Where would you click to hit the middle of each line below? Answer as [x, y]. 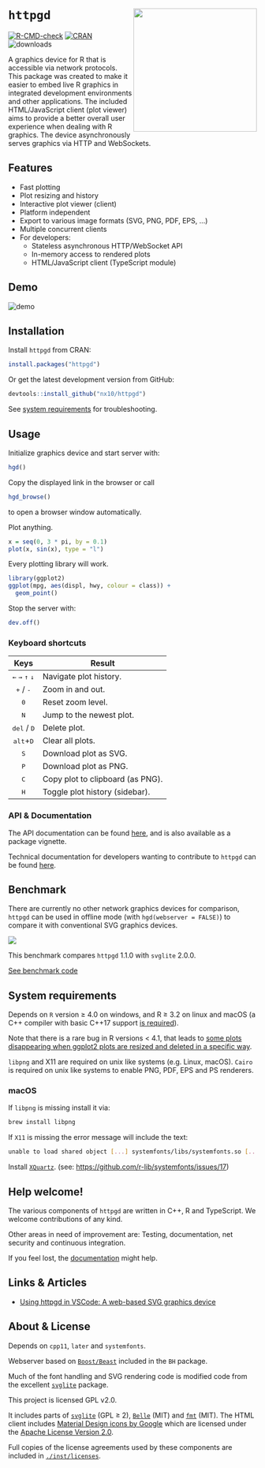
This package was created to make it [68, 76]
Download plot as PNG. [85, 767]
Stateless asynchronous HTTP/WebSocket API [107, 245]
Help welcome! [46, 1192]
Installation [36, 331]
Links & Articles [47, 1283]
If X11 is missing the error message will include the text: [98, 1137]
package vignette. [37, 841]
